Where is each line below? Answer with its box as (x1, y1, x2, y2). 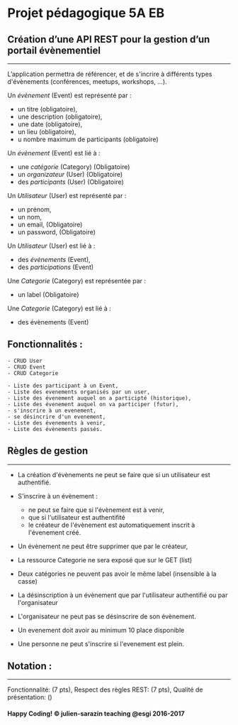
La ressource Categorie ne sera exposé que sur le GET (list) (17, 555, 193, 564)
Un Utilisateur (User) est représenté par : (7, 192, 127, 200)
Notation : (7, 660, 52, 672)
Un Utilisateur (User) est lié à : (7, 241, 96, 250)
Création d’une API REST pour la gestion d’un (7, 33, 210, 45)
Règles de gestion (7, 445, 89, 457)
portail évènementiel (7, 44, 101, 56)
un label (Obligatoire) (17, 290, 79, 299)
